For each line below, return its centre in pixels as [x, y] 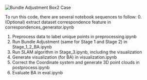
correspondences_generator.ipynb [40, 27]
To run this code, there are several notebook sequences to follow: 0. [73, 17]
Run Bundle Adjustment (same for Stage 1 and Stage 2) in [70, 42]
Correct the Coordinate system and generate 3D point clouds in [76, 62]
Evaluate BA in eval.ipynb [37, 72]
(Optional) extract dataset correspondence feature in [58, 22]
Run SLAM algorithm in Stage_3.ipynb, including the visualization [77, 52]
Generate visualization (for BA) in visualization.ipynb [64, 57]
